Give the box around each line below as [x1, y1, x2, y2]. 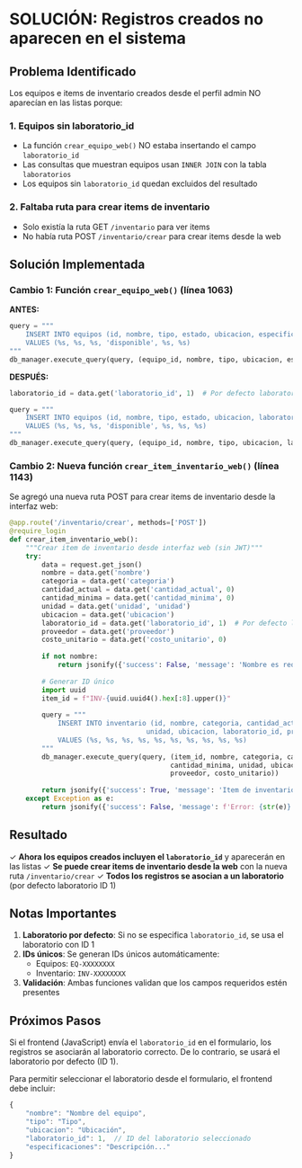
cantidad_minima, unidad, [170, 761, 268, 770]
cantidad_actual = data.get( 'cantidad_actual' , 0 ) [41, 585, 235, 594]
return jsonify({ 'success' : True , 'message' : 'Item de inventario [41, 786, 296, 795]
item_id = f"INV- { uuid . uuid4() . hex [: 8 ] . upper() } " [41, 693, 231, 703]
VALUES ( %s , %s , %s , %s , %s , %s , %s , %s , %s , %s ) [57, 736, 247, 744]
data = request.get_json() [41, 560, 143, 569]
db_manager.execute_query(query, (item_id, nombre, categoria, [41, 752, 283, 762]
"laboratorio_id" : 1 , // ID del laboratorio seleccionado [25, 1134, 252, 1143]
